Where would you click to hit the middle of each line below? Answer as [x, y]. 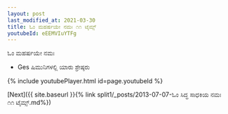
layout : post [26, 14]
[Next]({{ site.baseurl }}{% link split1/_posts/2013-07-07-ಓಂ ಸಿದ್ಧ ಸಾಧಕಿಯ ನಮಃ [114, 94]
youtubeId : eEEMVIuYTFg [42, 33]
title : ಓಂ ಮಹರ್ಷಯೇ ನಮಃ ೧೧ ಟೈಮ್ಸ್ [52, 27]
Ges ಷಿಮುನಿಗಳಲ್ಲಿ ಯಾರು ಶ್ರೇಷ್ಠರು [53, 67]
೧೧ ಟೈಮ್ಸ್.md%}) [29, 103]
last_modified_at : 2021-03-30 [52, 20]
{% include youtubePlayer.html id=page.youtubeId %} [85, 81]
